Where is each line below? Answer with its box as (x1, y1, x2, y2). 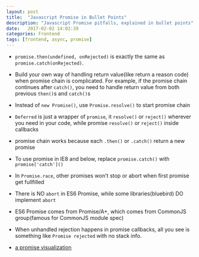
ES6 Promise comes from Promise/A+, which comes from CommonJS (14, 208, 187, 215)
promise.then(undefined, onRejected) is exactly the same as (14, 53, 166, 60)
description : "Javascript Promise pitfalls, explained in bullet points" (6, 20, 194, 26)
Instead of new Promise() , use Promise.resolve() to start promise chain (14, 102, 190, 108)
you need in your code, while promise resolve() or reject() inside (14, 120, 179, 126)
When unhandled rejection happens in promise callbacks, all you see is (14, 226, 190, 233)
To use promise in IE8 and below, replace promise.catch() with (14, 155, 170, 162)
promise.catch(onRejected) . (14, 59, 84, 66)
